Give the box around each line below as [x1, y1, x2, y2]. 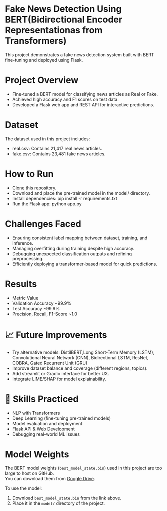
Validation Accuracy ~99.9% [12, 300, 71, 306]
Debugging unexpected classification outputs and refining [12, 251, 132, 256]
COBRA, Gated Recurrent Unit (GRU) [12, 360, 88, 366]
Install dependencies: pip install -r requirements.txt [12, 195, 117, 201]
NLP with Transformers [12, 410, 60, 416]
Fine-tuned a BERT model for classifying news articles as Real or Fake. [12, 91, 158, 97]
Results [5, 278, 37, 290]
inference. [12, 240, 34, 246]
